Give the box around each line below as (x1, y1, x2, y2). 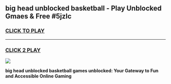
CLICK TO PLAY (5, 27, 45, 35)
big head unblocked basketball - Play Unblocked (5, 4, 162, 13)
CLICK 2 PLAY (5, 46, 41, 53)
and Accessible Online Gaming (5, 73, 72, 79)
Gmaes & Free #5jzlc (5, 12, 72, 21)
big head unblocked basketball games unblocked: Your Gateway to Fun (5, 67, 159, 73)
